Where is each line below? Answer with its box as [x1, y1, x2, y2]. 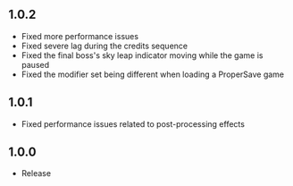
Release [21, 168, 51, 179]
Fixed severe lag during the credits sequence [21, 40, 188, 51]
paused [21, 59, 50, 70]
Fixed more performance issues [21, 30, 139, 41]
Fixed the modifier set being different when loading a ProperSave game [21, 69, 285, 80]
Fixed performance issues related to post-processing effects [21, 118, 245, 129]
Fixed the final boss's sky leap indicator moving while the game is [21, 49, 264, 61]
